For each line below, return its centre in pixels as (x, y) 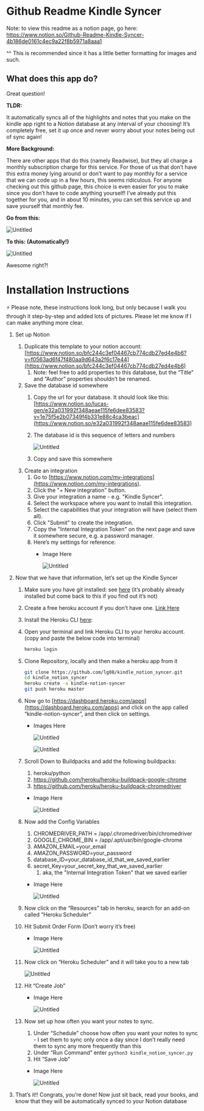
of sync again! (24, 136)
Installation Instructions (68, 290)
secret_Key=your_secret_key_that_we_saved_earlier (98, 866)
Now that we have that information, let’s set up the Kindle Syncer (97, 578)
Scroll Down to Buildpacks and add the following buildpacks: (100, 761)
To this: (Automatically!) (38, 241)
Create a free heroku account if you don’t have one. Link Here (102, 608)
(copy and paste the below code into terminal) (82, 638)
